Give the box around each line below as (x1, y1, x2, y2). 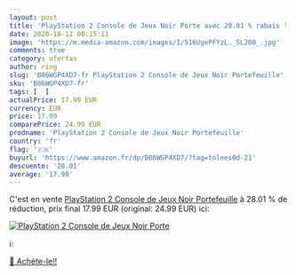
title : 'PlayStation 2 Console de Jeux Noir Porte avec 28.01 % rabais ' (9, 21, 289, 30)
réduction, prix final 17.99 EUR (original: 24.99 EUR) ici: (9, 203, 210, 214)
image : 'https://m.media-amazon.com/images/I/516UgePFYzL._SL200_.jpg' (9, 37, 280, 47)
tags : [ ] (9, 87, 50, 96)
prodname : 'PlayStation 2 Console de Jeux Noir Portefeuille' (9, 129, 244, 137)
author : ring (9, 63, 58, 72)
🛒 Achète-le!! (9, 256, 58, 267)
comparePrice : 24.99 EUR (9, 121, 101, 130)
